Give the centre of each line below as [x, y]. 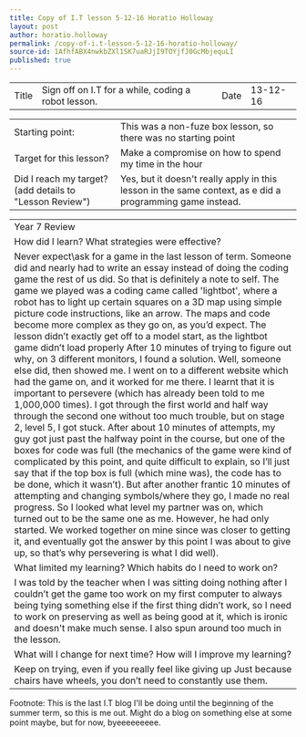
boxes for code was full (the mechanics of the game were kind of [153, 450]
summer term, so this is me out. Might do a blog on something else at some [151, 713]
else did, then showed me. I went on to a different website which [151, 370]
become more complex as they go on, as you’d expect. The [140, 325]
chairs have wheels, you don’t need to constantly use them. [141, 680]
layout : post [34, 26]
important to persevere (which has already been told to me [139, 393]
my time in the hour [161, 164]
